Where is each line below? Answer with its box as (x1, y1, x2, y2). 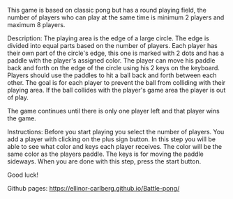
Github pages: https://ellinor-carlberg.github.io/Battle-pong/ (7, 184, 180, 192)
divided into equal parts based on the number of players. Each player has (7, 42, 218, 49)
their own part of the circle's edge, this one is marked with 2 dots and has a (7, 49, 225, 57)
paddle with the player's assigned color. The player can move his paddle (7, 56, 216, 65)
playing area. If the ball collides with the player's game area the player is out (7, 86, 226, 94)
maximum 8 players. (7, 21, 66, 29)
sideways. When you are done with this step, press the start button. (7, 157, 202, 166)
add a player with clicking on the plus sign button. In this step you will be (7, 135, 216, 143)
